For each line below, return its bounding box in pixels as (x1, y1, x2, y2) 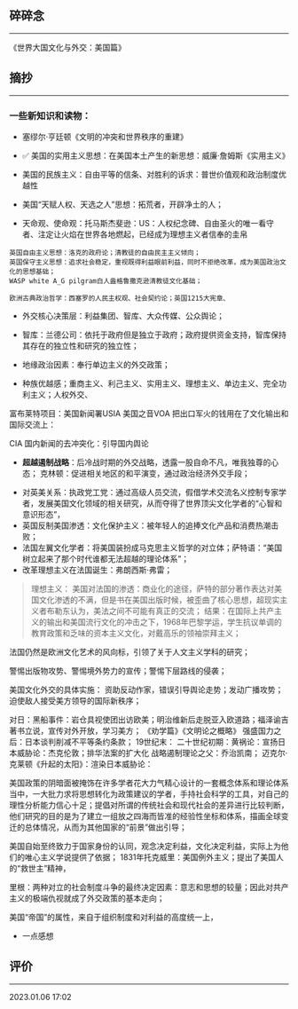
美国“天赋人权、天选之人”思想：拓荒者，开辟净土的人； (21, 199, 224, 209)
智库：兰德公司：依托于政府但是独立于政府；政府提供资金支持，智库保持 (21, 329, 286, 340)
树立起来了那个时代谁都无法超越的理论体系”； (21, 553, 189, 564)
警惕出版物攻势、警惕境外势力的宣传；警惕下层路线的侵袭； (9, 665, 227, 676)
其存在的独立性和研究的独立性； (21, 340, 139, 351)
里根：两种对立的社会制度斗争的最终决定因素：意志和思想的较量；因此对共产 (9, 881, 289, 892)
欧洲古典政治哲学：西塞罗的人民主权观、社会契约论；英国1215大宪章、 (9, 294, 231, 303)
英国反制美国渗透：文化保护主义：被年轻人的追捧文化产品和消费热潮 (21, 520, 271, 531)
